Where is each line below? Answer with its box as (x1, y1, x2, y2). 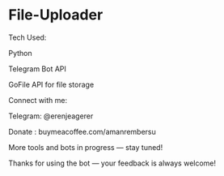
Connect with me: (8, 95, 67, 105)
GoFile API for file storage (8, 79, 95, 89)
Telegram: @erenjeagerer (8, 111, 94, 121)
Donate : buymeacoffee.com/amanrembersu (8, 127, 156, 136)
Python (8, 48, 32, 58)
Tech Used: (8, 32, 47, 42)
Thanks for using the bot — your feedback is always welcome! (8, 158, 217, 168)
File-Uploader (8, 6, 104, 24)
